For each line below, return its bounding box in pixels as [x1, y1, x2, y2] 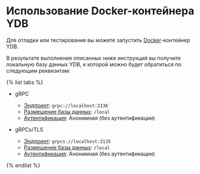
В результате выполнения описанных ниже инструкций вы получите [6, 54, 181, 61]
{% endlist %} [6, 161, 41, 169]
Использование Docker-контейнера [6, 4, 195, 18]
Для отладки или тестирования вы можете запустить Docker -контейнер [6, 36, 190, 44]
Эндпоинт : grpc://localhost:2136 [23, 101, 109, 108]
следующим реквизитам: [6, 67, 70, 74]
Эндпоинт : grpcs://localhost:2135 [23, 137, 111, 144]
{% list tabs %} [6, 79, 44, 86]
